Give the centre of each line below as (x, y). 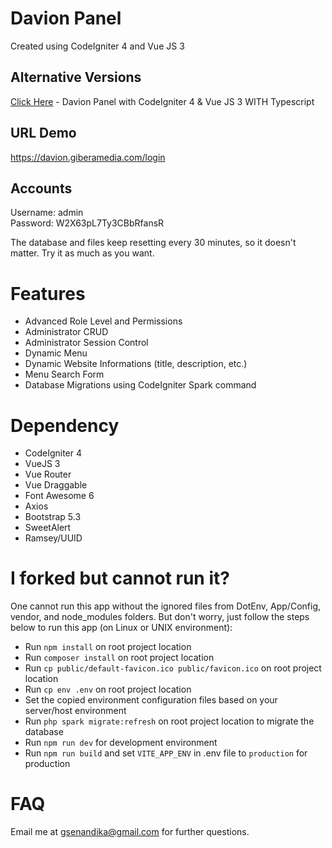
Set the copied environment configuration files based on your (151, 700)
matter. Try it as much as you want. (82, 253)
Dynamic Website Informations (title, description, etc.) (136, 364)
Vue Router (48, 474)
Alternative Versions (76, 77)
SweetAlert (48, 528)
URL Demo (43, 133)
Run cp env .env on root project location (108, 689)
